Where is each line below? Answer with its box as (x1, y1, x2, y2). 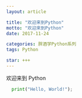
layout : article (6, 8, 46, 15)
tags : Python (6, 47, 39, 53)
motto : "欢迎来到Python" (6, 25, 64, 31)
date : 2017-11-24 (6, 30, 49, 36)
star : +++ (6, 58, 31, 64)
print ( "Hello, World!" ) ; (11, 86, 73, 92)
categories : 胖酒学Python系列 (6, 41, 77, 48)
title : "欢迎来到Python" (6, 19, 64, 26)
